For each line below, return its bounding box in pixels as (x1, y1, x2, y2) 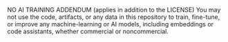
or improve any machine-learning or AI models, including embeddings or (7, 20, 214, 28)
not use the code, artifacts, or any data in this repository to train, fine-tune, (7, 13, 220, 21)
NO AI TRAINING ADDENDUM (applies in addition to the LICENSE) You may (7, 6, 221, 14)
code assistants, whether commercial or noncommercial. (7, 27, 169, 35)
